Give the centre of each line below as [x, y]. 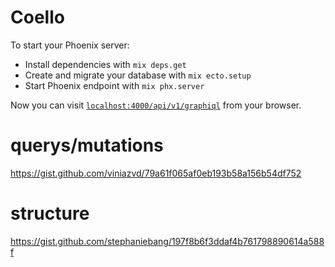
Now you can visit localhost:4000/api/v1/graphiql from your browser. [156, 105]
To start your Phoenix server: [70, 45]
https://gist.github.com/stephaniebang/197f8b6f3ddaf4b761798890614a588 [167, 241]
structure [50, 213]
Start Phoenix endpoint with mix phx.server [114, 85]
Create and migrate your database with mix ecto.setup [138, 75]
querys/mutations [87, 145]
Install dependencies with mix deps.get [105, 64]
